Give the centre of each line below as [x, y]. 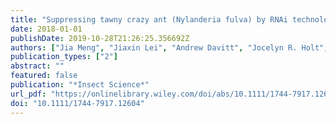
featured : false [44, 76]
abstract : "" [37, 66]
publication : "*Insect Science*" [80, 85]
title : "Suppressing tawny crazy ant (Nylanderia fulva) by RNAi [149, 19]
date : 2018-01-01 [46, 29]
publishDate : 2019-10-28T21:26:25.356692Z [100, 38]
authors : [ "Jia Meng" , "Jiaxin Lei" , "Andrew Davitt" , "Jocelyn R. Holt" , [169, 47]
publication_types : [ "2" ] [64, 57]
